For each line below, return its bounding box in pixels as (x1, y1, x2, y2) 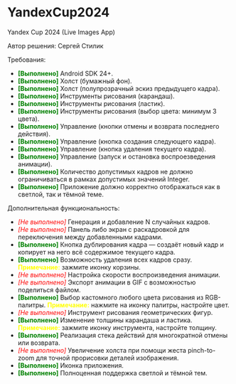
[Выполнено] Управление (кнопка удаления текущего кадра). (17, 144, 206, 153)
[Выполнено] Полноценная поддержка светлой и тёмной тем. (17, 368, 208, 377)
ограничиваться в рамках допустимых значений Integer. (17, 175, 191, 183)
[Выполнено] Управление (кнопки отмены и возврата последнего (17, 122, 220, 130)
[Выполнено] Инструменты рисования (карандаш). (17, 92, 176, 100)
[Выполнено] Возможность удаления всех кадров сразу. (17, 255, 193, 264)
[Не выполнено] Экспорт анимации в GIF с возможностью (17, 278, 196, 287)
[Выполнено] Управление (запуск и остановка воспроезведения (17, 152, 215, 161)
